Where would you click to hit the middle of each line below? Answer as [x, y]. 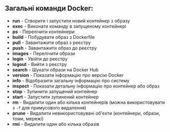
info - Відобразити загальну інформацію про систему [71, 80]
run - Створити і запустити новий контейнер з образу [71, 20]
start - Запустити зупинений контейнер [55, 97]
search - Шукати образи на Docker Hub [55, 70]
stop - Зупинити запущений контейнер [55, 91]
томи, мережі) [28, 118]
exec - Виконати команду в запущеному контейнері [69, 26]
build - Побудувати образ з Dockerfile [53, 37]
